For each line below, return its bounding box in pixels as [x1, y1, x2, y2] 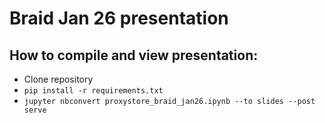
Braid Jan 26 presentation [9, 7, 229, 30]
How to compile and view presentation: [9, 47, 259, 64]
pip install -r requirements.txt [23, 86, 164, 96]
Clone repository [23, 73, 94, 85]
